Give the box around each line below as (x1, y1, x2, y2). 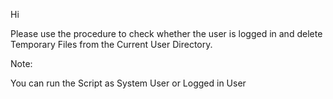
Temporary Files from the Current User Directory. (10, 39, 213, 50)
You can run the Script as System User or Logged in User (10, 77, 247, 89)
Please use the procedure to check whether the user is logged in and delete (10, 28, 323, 39)
